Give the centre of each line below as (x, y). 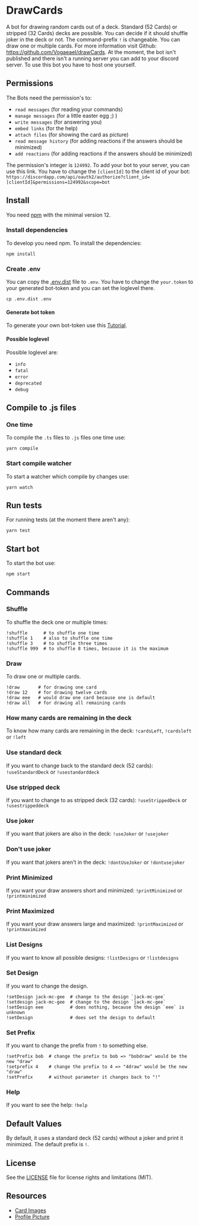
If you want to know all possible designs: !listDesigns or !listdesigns (93, 957)
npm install (21, 254)
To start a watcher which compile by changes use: (68, 476)
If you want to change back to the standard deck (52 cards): (80, 765)
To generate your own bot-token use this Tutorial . (67, 325)
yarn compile (22, 449)
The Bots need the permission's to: (49, 98)
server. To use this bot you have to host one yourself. (71, 65)
